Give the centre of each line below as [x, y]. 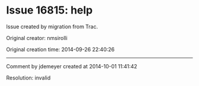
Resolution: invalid [28, 78]
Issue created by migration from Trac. [52, 27]
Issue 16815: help [49, 10]
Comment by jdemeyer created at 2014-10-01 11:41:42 [72, 66]
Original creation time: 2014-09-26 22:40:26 [60, 49]
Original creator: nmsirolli [37, 38]
